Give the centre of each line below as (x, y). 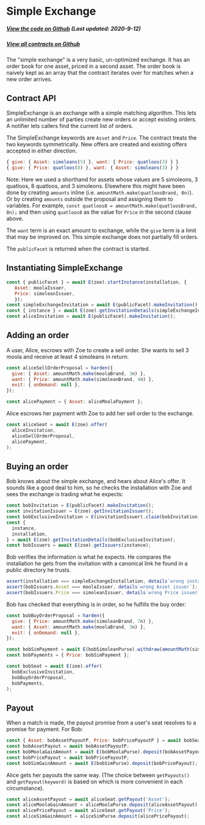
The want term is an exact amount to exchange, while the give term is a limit (101, 230)
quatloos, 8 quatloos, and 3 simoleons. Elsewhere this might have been (96, 186)
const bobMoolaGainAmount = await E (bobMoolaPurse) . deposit (85, 752)
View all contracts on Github (43, 44)
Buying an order (38, 466)
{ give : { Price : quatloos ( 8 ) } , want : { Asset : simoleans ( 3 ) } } (92, 168)
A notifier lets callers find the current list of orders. (70, 126)
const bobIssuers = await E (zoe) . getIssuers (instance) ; (79, 545)
